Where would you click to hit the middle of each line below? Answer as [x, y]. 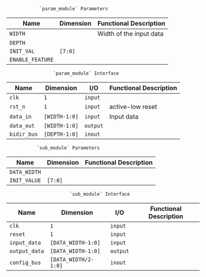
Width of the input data [130, 34]
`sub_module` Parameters [68, 148]
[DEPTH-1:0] [61, 134]
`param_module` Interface [86, 73]
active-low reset [133, 107]
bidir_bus [24, 134]
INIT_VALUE [25, 180]
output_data [27, 251]
